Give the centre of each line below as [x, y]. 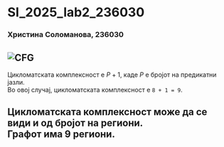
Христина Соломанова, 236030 [66, 35]
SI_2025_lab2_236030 [76, 12]
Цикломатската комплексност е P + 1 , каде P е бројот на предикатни [112, 75]
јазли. [16, 82]
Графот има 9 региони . [61, 135]
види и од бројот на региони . [75, 123]
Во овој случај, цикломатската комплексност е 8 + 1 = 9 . [95, 89]
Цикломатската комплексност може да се [107, 112]
